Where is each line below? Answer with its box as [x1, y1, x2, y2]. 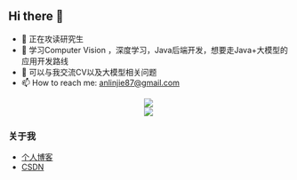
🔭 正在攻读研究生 [20, 33, 84, 44]
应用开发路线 [20, 55, 68, 67]
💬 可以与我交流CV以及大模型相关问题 [20, 67, 157, 77]
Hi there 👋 [8, 9, 64, 24]
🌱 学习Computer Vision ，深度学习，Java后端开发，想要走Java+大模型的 [20, 44, 288, 55]
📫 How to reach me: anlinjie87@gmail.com [20, 77, 180, 88]
